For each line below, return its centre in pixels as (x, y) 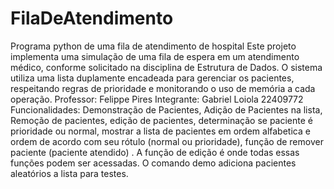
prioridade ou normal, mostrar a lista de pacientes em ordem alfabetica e (160, 131)
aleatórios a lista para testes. (69, 173)
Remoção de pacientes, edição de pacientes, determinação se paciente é (161, 120)
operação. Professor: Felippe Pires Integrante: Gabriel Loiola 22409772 (157, 99)
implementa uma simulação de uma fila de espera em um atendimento (155, 56)
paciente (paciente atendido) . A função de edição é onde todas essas (155, 152)
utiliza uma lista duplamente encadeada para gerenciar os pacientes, (152, 78)
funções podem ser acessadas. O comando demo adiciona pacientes (153, 163)
